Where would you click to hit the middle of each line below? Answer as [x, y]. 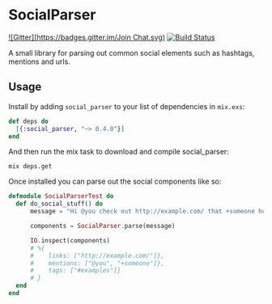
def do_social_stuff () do [59, 204]
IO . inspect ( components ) [70, 240]
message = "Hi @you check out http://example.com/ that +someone [142, 212]
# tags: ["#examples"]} [75, 271]
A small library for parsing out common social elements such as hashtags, [132, 53]
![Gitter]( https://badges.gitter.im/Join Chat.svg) [87, 37]
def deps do [28, 121]
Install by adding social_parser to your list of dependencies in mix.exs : [127, 106]
